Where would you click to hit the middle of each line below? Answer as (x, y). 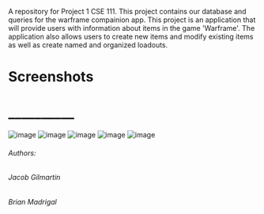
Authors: (22, 152)
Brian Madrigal (32, 201)
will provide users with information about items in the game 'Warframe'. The (132, 28)
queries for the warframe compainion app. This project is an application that (132, 20)
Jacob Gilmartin (34, 178)
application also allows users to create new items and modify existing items (131, 36)
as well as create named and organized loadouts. (88, 45)
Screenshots (51, 77)
